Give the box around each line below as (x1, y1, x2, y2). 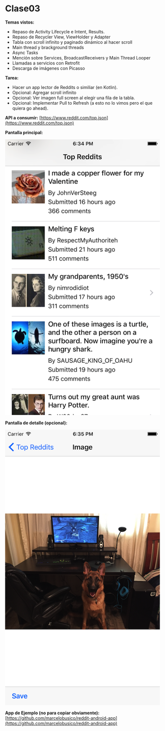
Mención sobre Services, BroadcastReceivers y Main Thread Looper (12, 55, 151, 60)
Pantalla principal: (5, 129, 43, 135)
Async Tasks (12, 50, 38, 56)
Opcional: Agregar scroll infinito (12, 89, 77, 95)
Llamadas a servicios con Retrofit (12, 60, 80, 66)
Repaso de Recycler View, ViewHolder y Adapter (12, 34, 111, 40)
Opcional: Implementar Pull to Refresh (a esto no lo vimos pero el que (12, 100, 153, 106)
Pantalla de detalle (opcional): (5, 420, 68, 426)
